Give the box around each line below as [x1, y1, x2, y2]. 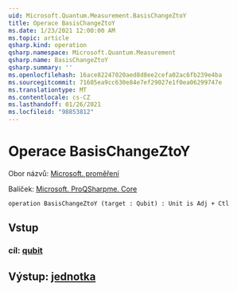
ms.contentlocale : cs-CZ [8, 93, 91, 101]
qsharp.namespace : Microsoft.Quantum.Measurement [8, 49, 177, 57]
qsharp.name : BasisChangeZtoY [8, 57, 109, 65]
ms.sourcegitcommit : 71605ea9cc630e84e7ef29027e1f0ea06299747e [8, 78, 223, 86]
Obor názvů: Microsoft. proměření [8, 168, 119, 178]
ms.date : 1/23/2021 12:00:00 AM [8, 26, 115, 34]
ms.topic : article [8, 33, 69, 42]
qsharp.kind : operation [8, 41, 87, 49]
